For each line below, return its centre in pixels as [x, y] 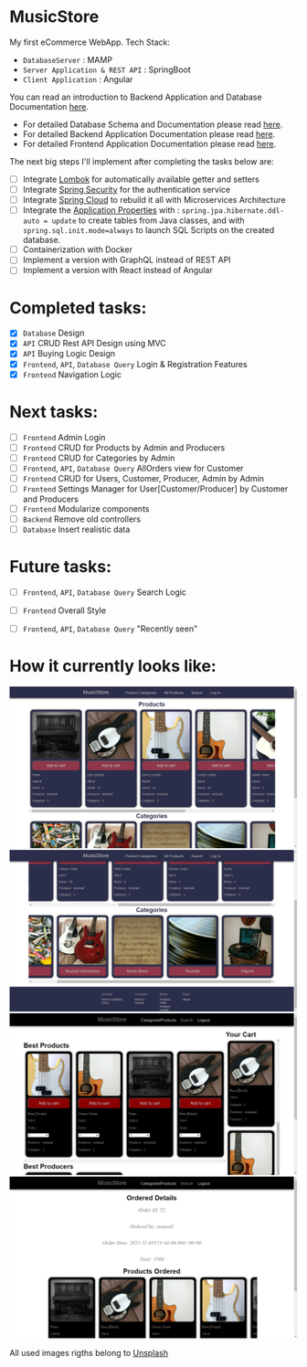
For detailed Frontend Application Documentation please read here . [149, 143]
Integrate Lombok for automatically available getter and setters [141, 179]
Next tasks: [54, 412]
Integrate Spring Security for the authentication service [127, 190]
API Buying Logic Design [69, 354]
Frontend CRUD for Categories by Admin [99, 458]
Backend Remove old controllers [82, 519]
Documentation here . [49, 106]
